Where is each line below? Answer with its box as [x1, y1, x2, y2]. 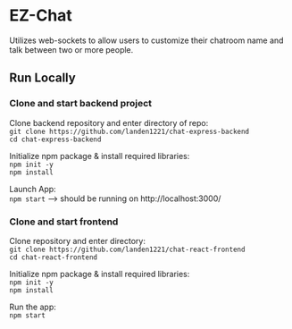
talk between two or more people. [9, 44, 134, 55]
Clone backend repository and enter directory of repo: [9, 117, 209, 128]
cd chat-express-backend [9, 135, 102, 144]
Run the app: [9, 301, 56, 312]
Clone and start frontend [9, 215, 119, 228]
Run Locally [9, 71, 76, 86]
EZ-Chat [9, 5, 73, 26]
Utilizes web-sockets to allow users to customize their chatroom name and [9, 35, 284, 46]
